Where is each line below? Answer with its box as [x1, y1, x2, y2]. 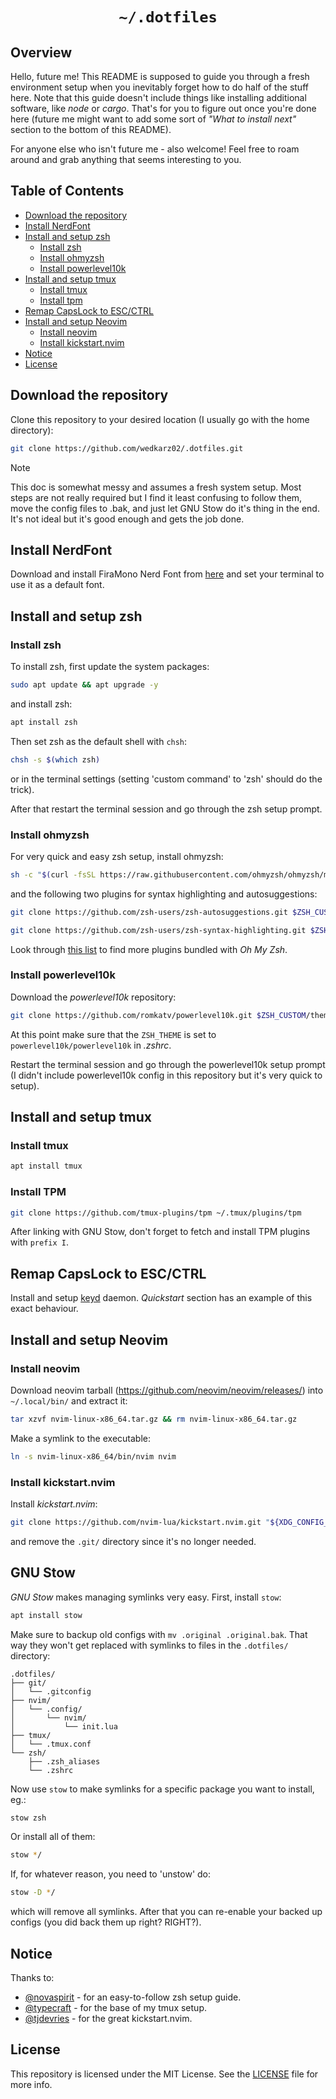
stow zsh [10, 1813, 47, 1823]
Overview [10, 44, 73, 61]
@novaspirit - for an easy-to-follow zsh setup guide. [24, 1991, 242, 2003]
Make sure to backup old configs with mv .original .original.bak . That [10, 1628, 308, 1640]
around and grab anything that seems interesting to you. [10, 154, 242, 165]
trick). [10, 783, 35, 795]
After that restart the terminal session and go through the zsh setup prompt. [10, 803, 323, 815]
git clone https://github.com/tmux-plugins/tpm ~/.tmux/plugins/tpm [10, 1208, 302, 1218]
